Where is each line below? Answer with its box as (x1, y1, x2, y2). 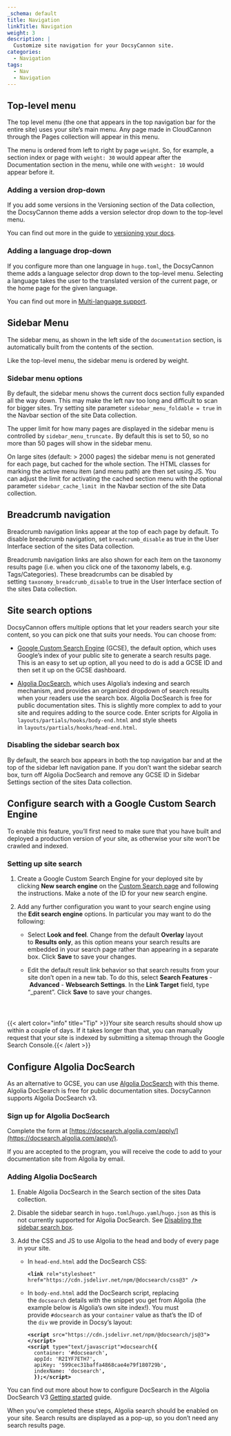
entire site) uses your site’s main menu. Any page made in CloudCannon (7, 126, 212, 134)
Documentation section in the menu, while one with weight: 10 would (7, 161, 205, 169)
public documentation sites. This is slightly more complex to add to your (17, 701, 222, 709)
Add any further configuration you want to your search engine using (17, 902, 211, 910)
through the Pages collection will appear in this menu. (7, 132, 160, 141)
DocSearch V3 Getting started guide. (7, 1393, 112, 1401)
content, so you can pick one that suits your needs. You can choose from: (7, 630, 217, 639)
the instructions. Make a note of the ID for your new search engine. (17, 889, 208, 897)
